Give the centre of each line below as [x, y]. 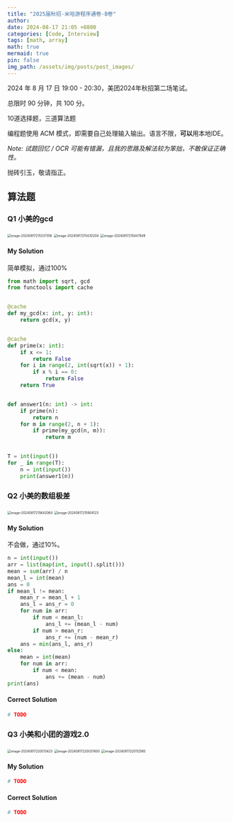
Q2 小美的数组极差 [39, 496]
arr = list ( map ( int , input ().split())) [66, 565]
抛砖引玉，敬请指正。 [38, 172]
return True [38, 385]
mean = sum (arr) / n [38, 571]
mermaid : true [28, 54]
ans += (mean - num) [75, 677]
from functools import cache [50, 288]
